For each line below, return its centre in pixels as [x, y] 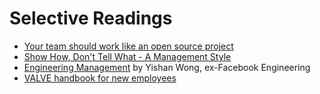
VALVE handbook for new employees [100, 78]
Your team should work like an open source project [128, 46]
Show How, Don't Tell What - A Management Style [127, 56]
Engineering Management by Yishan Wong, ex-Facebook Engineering [167, 67]
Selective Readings [91, 18]
